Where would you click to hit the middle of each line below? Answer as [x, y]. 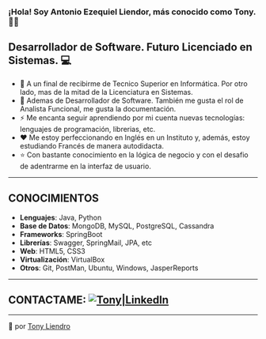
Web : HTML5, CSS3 [52, 250]
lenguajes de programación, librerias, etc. [87, 129]
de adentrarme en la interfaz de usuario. [85, 166]
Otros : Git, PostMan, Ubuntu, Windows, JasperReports [109, 268]
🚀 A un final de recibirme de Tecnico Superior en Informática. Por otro [133, 83]
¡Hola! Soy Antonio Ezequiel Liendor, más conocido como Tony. [132, 12]
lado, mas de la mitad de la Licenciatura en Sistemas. [106, 92]
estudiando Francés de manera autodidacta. [92, 145]
